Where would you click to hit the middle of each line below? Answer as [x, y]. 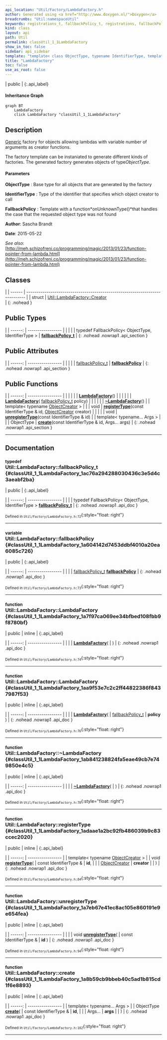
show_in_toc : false [25, 47]
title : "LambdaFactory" [30, 61]
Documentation [30, 448]
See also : [15, 243]
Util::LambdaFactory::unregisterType [51, 902]
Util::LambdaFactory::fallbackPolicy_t [52, 467]
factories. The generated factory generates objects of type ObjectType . [78, 162]
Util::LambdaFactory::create [40, 973]
